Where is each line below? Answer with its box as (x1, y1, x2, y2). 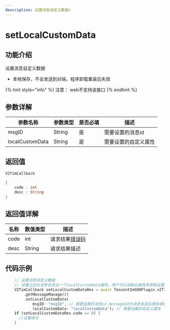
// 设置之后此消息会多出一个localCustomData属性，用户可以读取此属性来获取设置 (14, 282, 164, 288)
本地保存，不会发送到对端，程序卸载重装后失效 (12, 76, 110, 82)
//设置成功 (18, 315, 39, 321)
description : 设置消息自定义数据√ (5, 7, 71, 13)
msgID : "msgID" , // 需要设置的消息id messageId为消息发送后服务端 (32, 301, 163, 307)
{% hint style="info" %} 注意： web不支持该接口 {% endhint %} (5, 87, 138, 93)
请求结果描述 (50, 245, 81, 252)
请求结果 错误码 (50, 236, 86, 243)
